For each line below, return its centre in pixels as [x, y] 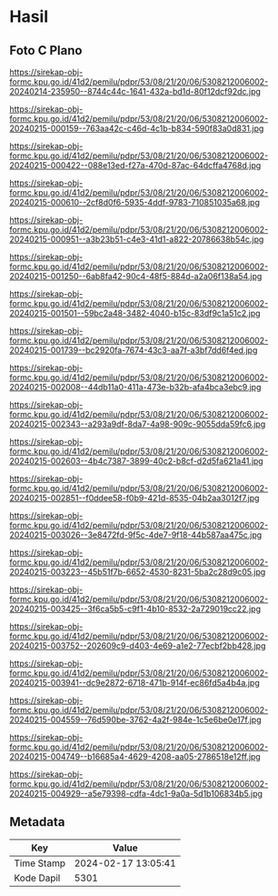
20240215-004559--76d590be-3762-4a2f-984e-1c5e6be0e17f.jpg [135, 720]
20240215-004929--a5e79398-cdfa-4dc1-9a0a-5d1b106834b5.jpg [136, 794]
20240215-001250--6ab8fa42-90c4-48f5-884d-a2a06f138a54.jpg [136, 276]
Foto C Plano [46, 50]
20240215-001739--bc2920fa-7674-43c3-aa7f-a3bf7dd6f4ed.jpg [134, 350]
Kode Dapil [37, 878]
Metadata [37, 822]
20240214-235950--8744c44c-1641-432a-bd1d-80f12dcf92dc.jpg [135, 91]
